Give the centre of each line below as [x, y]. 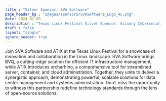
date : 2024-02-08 [23, 19]
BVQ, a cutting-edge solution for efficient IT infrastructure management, [79, 62]
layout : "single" [23, 33]
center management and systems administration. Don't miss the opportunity [83, 82]
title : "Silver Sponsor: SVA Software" [47, 10]
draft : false [20, 28]
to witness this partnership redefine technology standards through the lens [81, 88]
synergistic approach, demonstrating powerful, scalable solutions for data [80, 77]
